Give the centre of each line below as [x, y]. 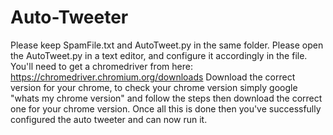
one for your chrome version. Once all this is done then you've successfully [166, 108]
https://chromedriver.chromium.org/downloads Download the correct [153, 77]
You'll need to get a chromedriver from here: [101, 66]
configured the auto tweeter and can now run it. [109, 119]
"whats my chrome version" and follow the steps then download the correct [166, 98]
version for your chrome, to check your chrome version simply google [154, 87]
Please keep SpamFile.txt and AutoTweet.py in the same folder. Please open [167, 45]
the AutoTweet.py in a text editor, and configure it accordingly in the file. [159, 55]
